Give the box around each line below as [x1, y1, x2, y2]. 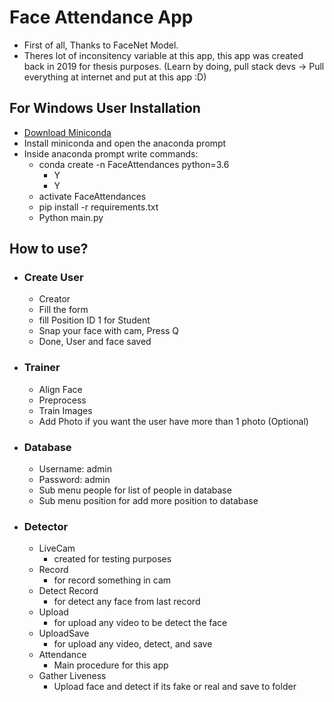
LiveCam [38, 542, 76, 555]
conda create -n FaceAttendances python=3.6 [38, 158, 230, 170]
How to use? [9, 241, 89, 258]
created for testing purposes [53, 553, 172, 565]
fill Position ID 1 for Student [38, 314, 151, 326]
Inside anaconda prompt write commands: [23, 147, 199, 160]
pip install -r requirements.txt [38, 201, 159, 213]
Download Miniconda [23, 126, 112, 138]
